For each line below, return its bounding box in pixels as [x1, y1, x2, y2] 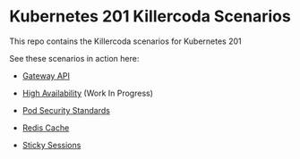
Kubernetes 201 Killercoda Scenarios [9, 6, 291, 27]
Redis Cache [21, 122, 70, 133]
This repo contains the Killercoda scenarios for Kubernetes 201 [9, 36, 242, 46]
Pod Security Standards [21, 105, 110, 115]
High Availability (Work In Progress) [21, 88, 154, 98]
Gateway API [21, 70, 70, 81]
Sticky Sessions [21, 139, 81, 150]
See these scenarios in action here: [9, 53, 140, 63]
